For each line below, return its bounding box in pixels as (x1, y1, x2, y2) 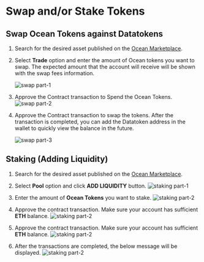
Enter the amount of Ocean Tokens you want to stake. (14, 194, 152, 201)
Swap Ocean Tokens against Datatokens (6, 29, 164, 39)
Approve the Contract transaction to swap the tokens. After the (14, 112, 174, 118)
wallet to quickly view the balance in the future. (14, 125, 134, 132)
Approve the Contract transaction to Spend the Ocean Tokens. (14, 93, 173, 100)
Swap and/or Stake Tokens (6, 4, 145, 18)
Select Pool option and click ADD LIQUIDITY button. (14, 182, 146, 189)
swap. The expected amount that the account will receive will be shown (14, 63, 195, 70)
